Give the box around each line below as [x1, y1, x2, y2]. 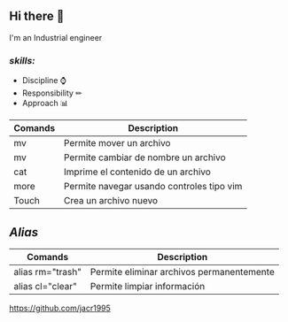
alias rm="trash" [13, 265, 82, 278]
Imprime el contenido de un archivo [63, 165, 211, 178]
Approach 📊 [21, 98, 69, 109]
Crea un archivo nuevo [63, 195, 158, 207]
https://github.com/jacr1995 [9, 303, 111, 313]
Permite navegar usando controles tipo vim [63, 180, 243, 193]
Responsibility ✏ [21, 88, 82, 98]
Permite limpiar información [90, 280, 206, 292]
